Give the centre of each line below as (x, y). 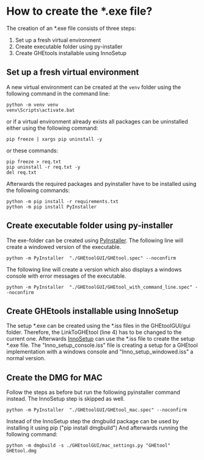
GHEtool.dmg (21, 451)
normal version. (26, 358)
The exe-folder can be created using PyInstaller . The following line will (95, 240)
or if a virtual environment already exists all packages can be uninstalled (97, 121)
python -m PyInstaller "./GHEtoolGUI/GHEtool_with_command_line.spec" (99, 287)
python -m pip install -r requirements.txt (63, 201)
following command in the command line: (58, 94)
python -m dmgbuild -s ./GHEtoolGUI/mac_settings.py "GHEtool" (89, 446)
